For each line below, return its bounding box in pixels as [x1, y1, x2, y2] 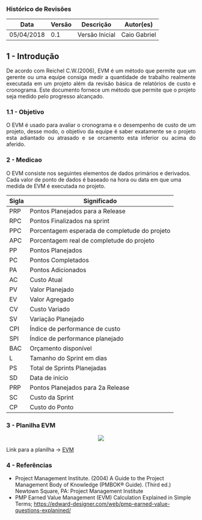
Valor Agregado [29, 295, 74, 303]
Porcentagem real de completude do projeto [29, 236, 155, 244]
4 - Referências [6, 461, 52, 469]
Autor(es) [124, 21, 153, 29]
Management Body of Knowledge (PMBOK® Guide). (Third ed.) [14, 481, 171, 489]
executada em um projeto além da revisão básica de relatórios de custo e [6, 80, 196, 87]
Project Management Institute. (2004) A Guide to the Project [14, 475, 164, 482]
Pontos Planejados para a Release [29, 207, 126, 215]
